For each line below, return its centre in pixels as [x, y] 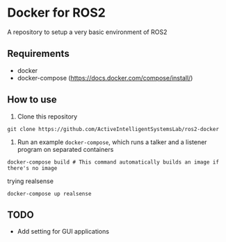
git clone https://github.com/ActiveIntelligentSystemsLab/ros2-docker [113, 129]
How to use [32, 100]
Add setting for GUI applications [63, 232]
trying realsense [31, 181]
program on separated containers [65, 149]
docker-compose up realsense [49, 193]
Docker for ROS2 [56, 13]
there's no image [32, 168]
